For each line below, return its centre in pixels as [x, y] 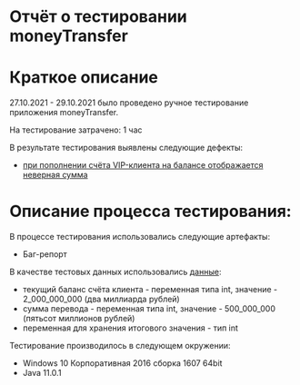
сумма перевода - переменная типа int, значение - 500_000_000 [149, 309]
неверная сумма [55, 175]
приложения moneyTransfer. [64, 113]
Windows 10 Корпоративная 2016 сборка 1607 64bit [122, 363]
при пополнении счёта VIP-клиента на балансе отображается [143, 165]
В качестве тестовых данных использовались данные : [115, 272]
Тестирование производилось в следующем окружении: [120, 346]
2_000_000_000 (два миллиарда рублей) [101, 299]
